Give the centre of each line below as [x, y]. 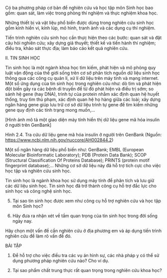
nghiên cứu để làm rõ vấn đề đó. [38, 236]
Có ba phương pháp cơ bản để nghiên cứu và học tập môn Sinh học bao [79, 8]
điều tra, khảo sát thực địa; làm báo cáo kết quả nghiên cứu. [67, 48]
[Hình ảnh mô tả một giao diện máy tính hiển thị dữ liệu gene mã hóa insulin [83, 120]
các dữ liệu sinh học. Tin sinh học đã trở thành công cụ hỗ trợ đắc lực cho [81, 186]
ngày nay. [22, 221]
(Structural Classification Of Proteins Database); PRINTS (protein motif [78, 160]
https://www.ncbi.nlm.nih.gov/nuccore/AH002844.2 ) [59, 140]
